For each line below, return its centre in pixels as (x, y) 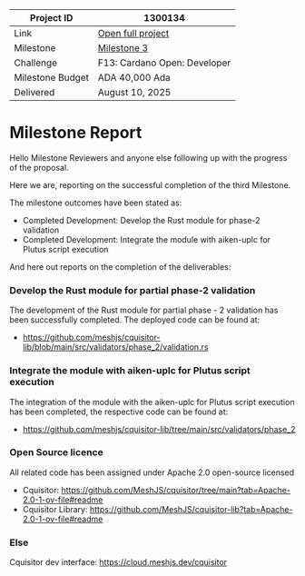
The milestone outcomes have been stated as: (96, 203)
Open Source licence (56, 452)
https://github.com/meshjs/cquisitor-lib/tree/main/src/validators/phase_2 (159, 429)
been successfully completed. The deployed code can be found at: (135, 320)
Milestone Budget (51, 78)
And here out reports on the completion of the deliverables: (120, 266)
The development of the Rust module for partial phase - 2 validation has (144, 310)
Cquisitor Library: (55, 509)
